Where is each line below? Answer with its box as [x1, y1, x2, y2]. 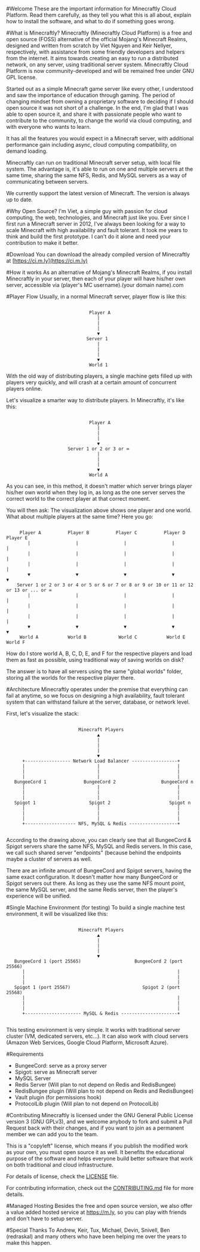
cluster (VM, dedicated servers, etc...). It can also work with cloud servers [6, 1032, 189, 1040]
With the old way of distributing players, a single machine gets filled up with [6, 372, 193, 380]
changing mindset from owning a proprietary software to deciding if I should [6, 98, 194, 105]
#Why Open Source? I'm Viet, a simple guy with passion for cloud [6, 208, 168, 214]
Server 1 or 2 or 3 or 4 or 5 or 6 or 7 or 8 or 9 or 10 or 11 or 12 [17, 582, 194, 588]
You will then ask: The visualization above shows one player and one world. [6, 507, 192, 514]
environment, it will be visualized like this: [6, 910, 109, 917]
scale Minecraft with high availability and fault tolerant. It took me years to [6, 227, 188, 233]
